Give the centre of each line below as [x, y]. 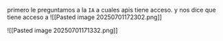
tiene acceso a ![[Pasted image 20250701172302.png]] [85, 17]
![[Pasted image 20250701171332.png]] [62, 30]
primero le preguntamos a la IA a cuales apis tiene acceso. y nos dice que [111, 10]
